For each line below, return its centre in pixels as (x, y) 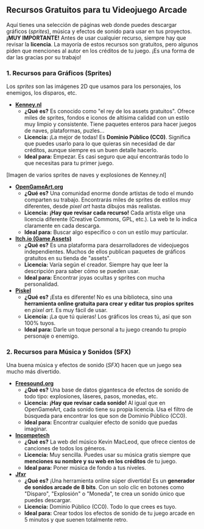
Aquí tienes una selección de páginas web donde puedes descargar (92, 24)
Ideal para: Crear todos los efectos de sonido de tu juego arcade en (109, 513)
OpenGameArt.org (39, 187)
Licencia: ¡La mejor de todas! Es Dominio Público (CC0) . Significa (107, 137)
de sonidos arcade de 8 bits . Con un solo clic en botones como (104, 487)
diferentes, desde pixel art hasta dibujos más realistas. (93, 206)
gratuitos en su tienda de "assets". (67, 258)
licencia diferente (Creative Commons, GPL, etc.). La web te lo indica (111, 219)
